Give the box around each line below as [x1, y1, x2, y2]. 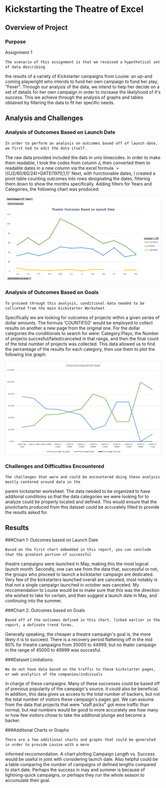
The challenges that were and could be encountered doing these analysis [5, 474, 161, 479]
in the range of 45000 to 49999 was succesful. [5, 647, 102, 653]
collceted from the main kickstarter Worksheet [5, 306, 105, 311]
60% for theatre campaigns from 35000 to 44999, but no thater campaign [5, 642, 157, 648]
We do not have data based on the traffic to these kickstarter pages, [5, 666, 156, 672]
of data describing [5, 65, 45, 69]
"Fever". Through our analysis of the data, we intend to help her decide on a [5, 83, 160, 90]
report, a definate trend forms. [5, 622, 74, 627]
